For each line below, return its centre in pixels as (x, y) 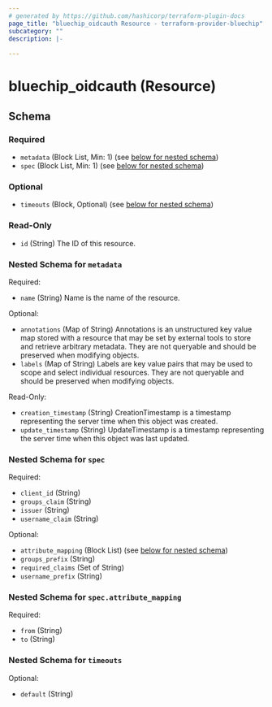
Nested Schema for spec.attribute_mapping (95, 597)
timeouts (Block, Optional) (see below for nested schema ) (117, 205)
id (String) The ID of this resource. (78, 243)
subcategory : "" (36, 31)
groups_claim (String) (56, 501)
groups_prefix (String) (58, 559)
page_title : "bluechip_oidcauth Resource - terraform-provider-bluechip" (136, 24)
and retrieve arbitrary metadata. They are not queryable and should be (138, 346)
